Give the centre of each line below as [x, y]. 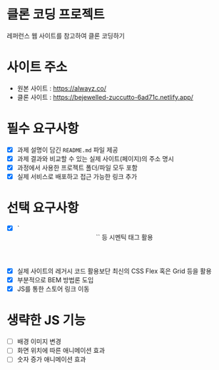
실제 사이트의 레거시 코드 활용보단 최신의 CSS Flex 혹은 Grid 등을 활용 [114, 271]
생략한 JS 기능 [46, 320]
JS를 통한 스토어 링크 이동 [53, 289]
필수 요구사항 [43, 129]
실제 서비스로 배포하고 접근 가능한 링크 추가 [77, 176]
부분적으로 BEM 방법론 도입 [55, 280]
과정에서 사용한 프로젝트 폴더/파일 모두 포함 [77, 168]
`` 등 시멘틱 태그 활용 [124, 237]
